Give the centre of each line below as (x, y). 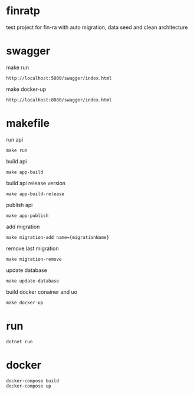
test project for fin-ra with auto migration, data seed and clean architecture (97, 27)
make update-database (33, 281)
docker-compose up (29, 386)
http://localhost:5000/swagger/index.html (59, 78)
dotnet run (19, 342)
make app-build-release (35, 194)
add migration (23, 226)
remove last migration (32, 248)
